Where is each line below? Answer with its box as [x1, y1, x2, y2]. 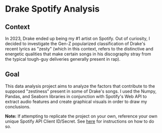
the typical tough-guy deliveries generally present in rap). [5, 56, 121, 62]
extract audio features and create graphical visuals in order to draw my [5, 99, 147, 104]
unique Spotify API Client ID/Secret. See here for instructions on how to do [5, 118, 154, 124]
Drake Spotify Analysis [5, 3, 100, 15]
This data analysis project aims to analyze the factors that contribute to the [5, 83, 155, 89]
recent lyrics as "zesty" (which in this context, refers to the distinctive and [5, 46, 154, 51]
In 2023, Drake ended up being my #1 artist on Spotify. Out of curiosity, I [5, 35, 150, 41]
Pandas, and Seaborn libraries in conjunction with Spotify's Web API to [5, 93, 147, 99]
